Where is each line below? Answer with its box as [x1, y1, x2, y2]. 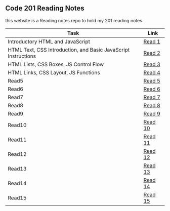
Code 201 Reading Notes [5, 4, 84, 13]
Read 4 [143, 69, 160, 76]
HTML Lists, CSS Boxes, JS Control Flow [8, 61, 104, 68]
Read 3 [143, 61, 160, 68]
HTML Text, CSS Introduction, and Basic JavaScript [8, 46, 130, 53]
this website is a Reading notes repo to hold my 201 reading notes [5, 17, 143, 23]
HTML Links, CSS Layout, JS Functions [8, 69, 100, 76]
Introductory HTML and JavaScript [8, 38, 90, 45]
